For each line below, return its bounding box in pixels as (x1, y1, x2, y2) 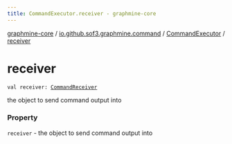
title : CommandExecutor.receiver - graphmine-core (7, 10, 157, 17)
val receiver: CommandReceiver (7, 84, 98, 91)
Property (7, 113, 38, 123)
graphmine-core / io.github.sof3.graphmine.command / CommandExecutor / (7, 29, 225, 37)
